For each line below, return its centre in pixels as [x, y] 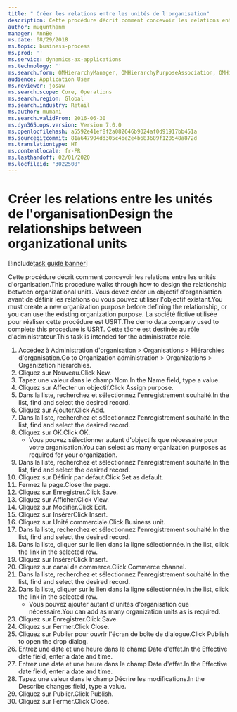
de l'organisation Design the [91, 213]
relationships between [75, 228]
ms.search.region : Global [46, 99]
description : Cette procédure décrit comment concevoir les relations [114, 20]
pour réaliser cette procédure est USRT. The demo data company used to [114, 321]
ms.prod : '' [25, 53]
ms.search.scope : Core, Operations [60, 92]
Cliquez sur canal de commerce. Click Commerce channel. [102, 567]
